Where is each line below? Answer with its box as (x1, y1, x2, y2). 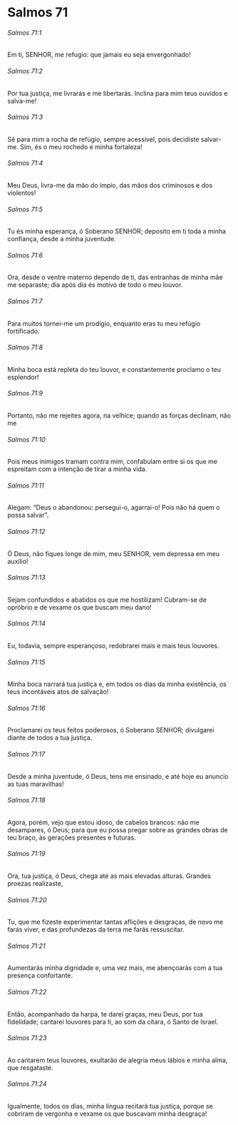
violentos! (7, 188, 36, 197)
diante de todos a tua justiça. (7, 733, 93, 742)
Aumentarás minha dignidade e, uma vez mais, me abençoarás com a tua (7, 964, 223, 972)
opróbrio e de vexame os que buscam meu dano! (7, 602, 152, 611)
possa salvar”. (7, 511, 49, 520)
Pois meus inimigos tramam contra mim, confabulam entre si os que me (7, 458, 218, 466)
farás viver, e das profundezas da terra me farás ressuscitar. (7, 925, 185, 934)
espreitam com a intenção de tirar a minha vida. (7, 465, 148, 473)
